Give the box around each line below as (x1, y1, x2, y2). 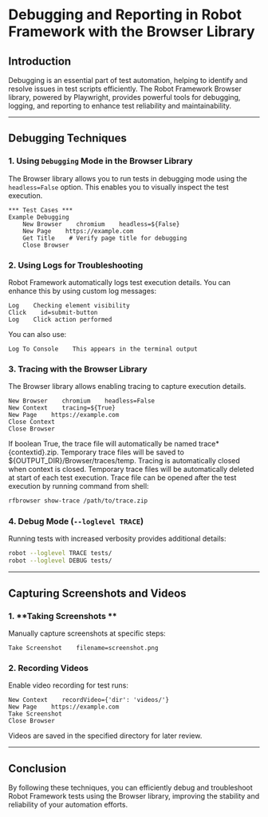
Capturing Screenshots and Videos (8, 586, 187, 600)
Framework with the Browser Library (8, 22, 255, 41)
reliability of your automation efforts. (8, 800, 128, 809)
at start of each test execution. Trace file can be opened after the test (8, 473, 237, 482)
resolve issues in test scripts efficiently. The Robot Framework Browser (8, 84, 242, 93)
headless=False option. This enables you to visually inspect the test (8, 182, 229, 192)
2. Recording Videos (8, 662, 89, 673)
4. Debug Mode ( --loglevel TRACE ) (8, 516, 144, 527)
